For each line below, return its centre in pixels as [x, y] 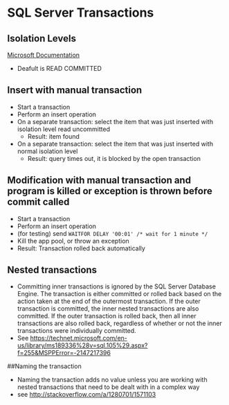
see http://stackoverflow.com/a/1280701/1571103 [86, 395]
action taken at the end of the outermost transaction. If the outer [109, 301]
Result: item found [53, 136]
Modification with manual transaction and [99, 181]
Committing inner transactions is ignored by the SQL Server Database [117, 286]
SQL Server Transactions [81, 13]
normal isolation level [47, 151]
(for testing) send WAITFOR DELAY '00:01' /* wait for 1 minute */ [112, 233]
